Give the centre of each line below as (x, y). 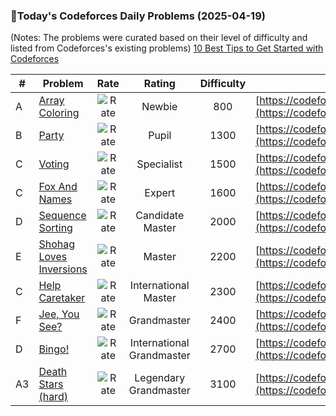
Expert (160, 193)
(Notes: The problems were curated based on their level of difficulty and (159, 38)
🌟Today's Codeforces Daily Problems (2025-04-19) (138, 16)
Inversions (63, 269)
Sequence (62, 216)
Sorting (55, 228)
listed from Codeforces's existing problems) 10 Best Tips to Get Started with (167, 48)
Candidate (160, 216)
